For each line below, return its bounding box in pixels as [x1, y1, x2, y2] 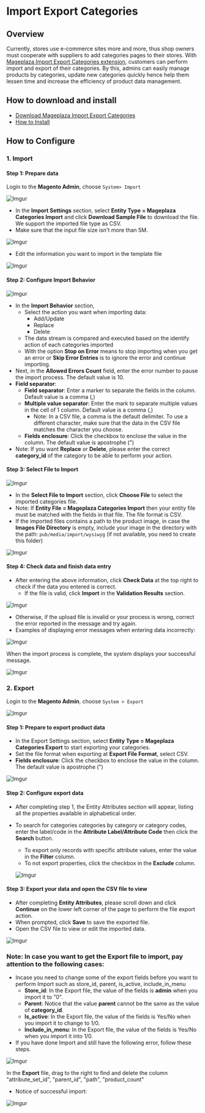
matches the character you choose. [33, 425, 124, 433]
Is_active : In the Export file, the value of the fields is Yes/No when [24, 1013, 191, 1020]
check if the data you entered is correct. [15, 583, 117, 590]
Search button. [15, 834, 54, 842]
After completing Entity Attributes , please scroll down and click [15, 899, 176, 906]
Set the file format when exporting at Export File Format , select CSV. [15, 750, 189, 758]
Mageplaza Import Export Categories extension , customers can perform [6, 58, 188, 65]
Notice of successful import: [15, 1088, 88, 1095]
